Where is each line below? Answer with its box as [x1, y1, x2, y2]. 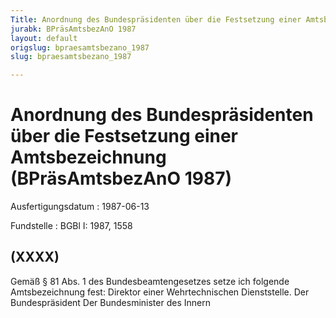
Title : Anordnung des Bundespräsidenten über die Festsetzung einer [10, 14, 302, 25]
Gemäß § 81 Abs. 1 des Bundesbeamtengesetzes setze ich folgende [10, 275, 290, 287]
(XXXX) [10, 249, 60, 266]
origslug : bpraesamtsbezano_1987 [10, 42, 150, 53]
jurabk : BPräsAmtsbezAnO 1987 [10, 24, 137, 34]
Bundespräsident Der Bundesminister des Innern [10, 296, 211, 308]
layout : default [10, 33, 78, 43]
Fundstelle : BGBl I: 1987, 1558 [10, 220, 133, 232]
